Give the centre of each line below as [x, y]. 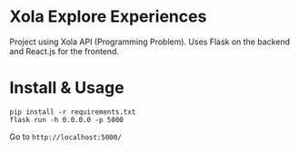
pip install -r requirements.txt [73, 112]
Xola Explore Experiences [108, 17]
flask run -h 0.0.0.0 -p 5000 [67, 119]
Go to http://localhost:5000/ [66, 137]
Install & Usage [67, 88]
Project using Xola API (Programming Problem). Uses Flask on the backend [150, 42]
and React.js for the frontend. [65, 51]
